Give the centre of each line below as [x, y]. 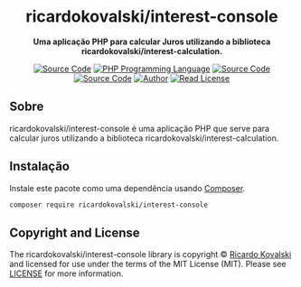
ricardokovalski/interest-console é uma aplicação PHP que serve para [139, 128]
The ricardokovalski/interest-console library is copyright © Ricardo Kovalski [150, 255]
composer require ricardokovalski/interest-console [108, 205]
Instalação [40, 167]
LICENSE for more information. [66, 273]
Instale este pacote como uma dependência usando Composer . [127, 188]
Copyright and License [75, 232]
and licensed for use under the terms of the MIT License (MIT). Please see [148, 264]
